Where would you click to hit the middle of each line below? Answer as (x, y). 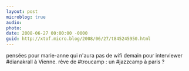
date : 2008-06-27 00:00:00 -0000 (47, 33)
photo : (14, 28)
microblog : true (26, 17)
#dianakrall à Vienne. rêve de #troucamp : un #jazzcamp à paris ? (85, 62)
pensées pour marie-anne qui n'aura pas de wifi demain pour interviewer (95, 55)
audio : (14, 22)
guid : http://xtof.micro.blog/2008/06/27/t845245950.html (78, 39)
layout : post (22, 11)
